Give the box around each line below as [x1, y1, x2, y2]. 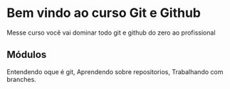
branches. [6, 75, 36, 83]
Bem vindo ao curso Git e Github [6, 5, 201, 21]
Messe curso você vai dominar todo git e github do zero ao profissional [6, 28, 216, 37]
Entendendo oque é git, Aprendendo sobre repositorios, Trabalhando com [6, 67, 224, 76]
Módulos [6, 49, 47, 61]
